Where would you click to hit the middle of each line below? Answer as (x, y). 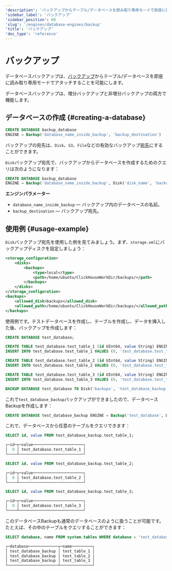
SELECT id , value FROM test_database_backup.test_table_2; (70, 463)
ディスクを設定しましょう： (57, 249)
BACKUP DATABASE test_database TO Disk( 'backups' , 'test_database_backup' (87, 389)
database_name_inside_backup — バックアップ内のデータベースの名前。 (88, 205)
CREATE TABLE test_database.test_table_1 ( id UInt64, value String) (80, 347)
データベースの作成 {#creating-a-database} (76, 118)
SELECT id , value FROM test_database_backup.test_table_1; (70, 435)
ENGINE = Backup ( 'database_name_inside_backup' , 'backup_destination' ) (83, 135)
